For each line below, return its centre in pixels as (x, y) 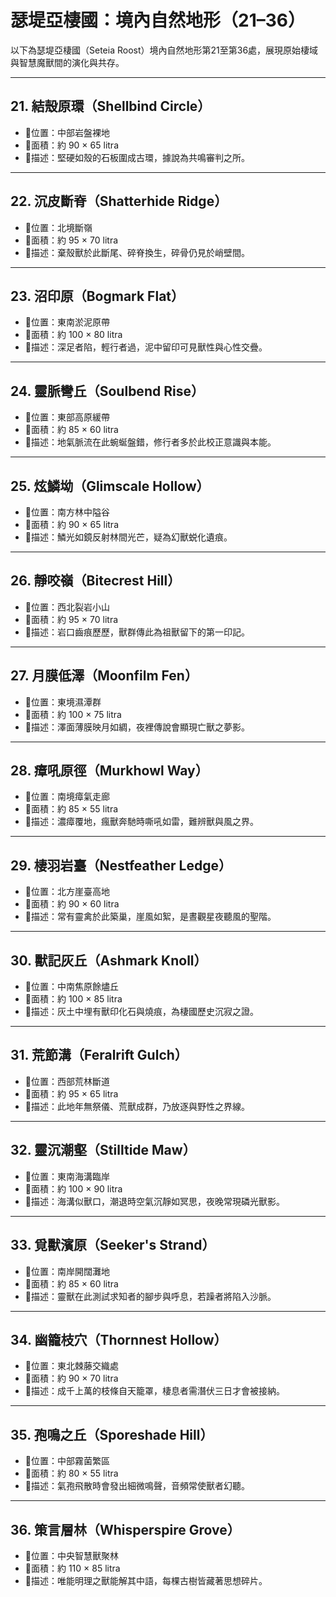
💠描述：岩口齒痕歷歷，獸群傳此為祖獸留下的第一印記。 (137, 632)
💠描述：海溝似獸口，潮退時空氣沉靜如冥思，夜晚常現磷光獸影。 (154, 1201)
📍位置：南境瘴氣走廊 (67, 797)
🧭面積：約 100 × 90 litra (73, 1188)
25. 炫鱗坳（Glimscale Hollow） (110, 486)
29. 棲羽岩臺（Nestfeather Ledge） (121, 865)
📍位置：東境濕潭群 (63, 702)
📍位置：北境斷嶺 (58, 227)
